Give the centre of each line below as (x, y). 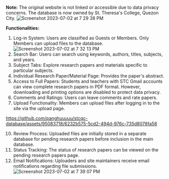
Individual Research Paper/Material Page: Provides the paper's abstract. (89, 76)
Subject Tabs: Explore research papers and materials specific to (80, 65)
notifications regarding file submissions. (55, 166)
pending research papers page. (46, 155)
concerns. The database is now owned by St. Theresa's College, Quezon (82, 13)
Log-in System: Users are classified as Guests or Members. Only (81, 38)
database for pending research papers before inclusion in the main (83, 139)
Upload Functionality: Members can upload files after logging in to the (86, 103)
